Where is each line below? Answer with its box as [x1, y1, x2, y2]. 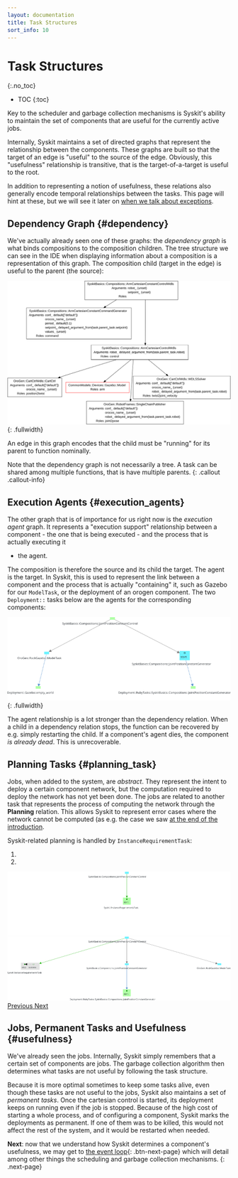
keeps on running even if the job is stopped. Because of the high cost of [7, 1103, 218, 1112]
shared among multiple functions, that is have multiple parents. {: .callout [7, 468, 221, 476]
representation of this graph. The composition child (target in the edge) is [7, 259, 222, 268]
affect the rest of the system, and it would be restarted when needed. [7, 1126, 210, 1135]
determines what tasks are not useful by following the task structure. [7, 1067, 208, 1076]
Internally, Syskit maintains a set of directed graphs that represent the [7, 138, 211, 146]
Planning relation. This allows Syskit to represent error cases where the [7, 808, 217, 816]
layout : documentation [7, 11, 74, 18]
